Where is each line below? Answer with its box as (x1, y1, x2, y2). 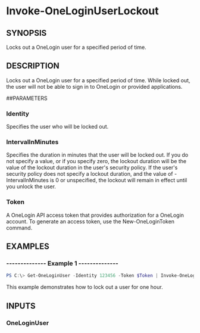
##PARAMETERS (6, 94, 48, 102)
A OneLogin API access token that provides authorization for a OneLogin (6, 211, 185, 219)
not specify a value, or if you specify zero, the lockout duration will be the (6, 158, 186, 165)
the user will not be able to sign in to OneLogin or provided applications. (6, 83, 183, 90)
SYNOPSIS (6, 28, 47, 38)
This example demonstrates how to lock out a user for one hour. (6, 284, 163, 291)
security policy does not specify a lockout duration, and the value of (6, 170, 174, 178)
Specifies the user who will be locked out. (6, 123, 109, 130)
